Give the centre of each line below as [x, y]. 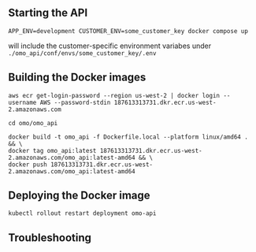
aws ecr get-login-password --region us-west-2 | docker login [114, 95]
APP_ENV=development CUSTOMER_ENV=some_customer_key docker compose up [128, 31]
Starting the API [48, 13]
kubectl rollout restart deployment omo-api [82, 213]
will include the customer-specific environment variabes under [109, 46]
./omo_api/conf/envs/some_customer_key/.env [82, 53]
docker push [28, 165]
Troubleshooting [50, 237]
